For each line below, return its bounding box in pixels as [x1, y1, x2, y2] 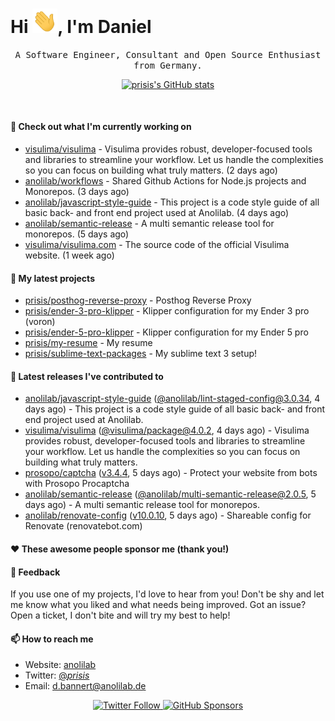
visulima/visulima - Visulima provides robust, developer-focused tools [24, 143, 313, 155]
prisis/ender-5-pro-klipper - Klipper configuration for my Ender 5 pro [24, 326, 309, 338]
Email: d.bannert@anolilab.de [24, 680, 147, 692]
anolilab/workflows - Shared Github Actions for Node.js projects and [24, 174, 307, 187]
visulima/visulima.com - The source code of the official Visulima [24, 238, 290, 250]
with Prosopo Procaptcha [24, 478, 130, 490]
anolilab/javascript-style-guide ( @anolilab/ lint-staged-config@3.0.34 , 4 [24, 393, 321, 405]
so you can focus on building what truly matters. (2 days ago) [24, 164, 278, 176]
